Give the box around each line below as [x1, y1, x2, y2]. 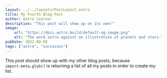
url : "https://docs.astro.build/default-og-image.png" [14, 30, 130, 35]
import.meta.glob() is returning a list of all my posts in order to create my [5, 63, 156, 69]
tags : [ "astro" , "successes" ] [5, 44, 68, 49]
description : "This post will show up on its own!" [5, 21, 114, 26]
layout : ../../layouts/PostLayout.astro [5, 7, 90, 12]
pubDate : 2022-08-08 [5, 39, 48, 44]
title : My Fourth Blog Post [5, 12, 64, 17]
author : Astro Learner [5, 16, 52, 21]
